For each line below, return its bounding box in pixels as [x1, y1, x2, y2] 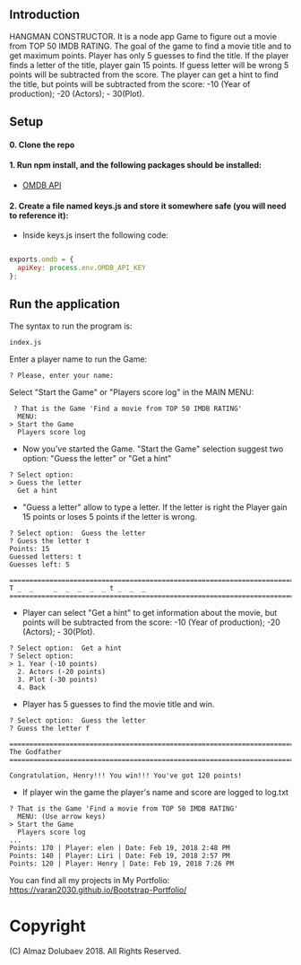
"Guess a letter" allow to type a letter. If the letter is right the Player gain [21, 502, 288, 513]
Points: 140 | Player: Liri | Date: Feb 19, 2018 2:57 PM [9, 851, 230, 860]
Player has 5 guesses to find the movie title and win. [21, 698, 215, 709]
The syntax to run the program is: [9, 320, 133, 331]
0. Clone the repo [9, 139, 75, 150]
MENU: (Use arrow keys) [17, 811, 106, 820]
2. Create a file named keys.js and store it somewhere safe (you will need [9, 200, 287, 211]
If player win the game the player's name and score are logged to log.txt [21, 786, 289, 797]
